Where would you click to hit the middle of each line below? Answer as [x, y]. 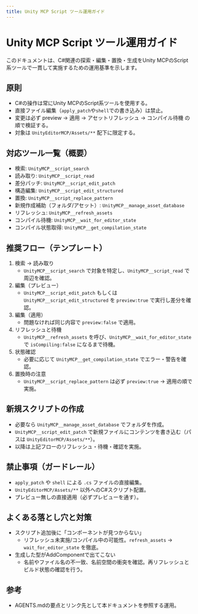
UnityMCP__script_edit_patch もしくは [70, 293]
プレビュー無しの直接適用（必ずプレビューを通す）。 [78, 497]
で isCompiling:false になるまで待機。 [71, 344]
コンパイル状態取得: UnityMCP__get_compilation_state [80, 227]
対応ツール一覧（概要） [49, 153]
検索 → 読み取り [34, 263]
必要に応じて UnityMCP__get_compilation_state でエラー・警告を [102, 359]
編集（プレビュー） [38, 285]
